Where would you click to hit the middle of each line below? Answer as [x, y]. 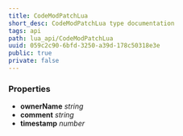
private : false [34, 61]
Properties [29, 89]
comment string [47, 115]
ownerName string [52, 106]
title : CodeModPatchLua [48, 16]
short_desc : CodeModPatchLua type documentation [91, 23]
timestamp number [52, 124]
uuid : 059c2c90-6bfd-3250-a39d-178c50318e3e [84, 46]
